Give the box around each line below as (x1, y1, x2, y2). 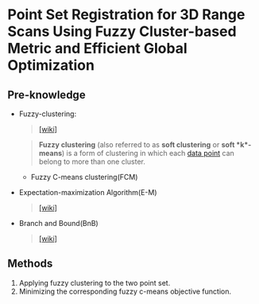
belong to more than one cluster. (38, 157, 146, 166)
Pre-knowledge (7, 88, 86, 101)
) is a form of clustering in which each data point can (61, 149, 235, 158)
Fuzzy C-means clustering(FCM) (30, 173, 138, 181)
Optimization (7, 57, 95, 75)
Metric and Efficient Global (7, 40, 187, 57)
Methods (7, 257, 53, 271)
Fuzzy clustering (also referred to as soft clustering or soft (38, 140, 235, 149)
